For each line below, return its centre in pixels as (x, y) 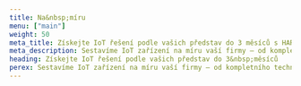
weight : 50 (30, 34)
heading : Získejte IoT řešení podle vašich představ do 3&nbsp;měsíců (144, 59)
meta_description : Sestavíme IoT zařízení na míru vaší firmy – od (138, 51)
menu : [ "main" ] (38, 26)
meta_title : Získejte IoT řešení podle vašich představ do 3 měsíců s (144, 43)
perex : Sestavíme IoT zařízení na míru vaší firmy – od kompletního (140, 68)
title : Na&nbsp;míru (48, 17)
